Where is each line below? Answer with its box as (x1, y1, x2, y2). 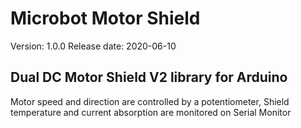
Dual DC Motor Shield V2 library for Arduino (10, 69, 288, 86)
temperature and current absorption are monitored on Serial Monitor (10, 106, 292, 118)
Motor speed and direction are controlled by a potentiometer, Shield (10, 95, 290, 107)
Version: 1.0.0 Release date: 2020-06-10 (10, 40, 177, 52)
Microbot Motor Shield (10, 7, 201, 30)
